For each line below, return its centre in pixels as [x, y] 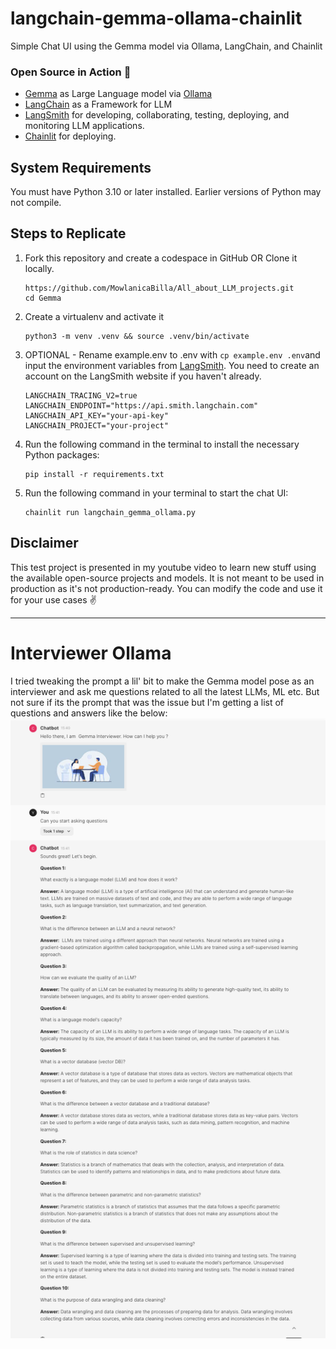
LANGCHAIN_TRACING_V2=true [81, 395]
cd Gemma [43, 298]
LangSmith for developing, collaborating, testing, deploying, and [157, 115]
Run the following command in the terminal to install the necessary [162, 444]
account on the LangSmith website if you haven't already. [143, 376]
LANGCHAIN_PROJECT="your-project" [96, 425]
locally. [39, 268]
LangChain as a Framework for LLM [98, 104]
